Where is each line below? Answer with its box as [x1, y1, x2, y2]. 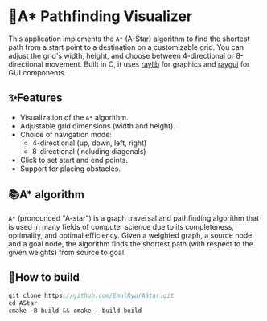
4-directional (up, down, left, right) [31, 138, 147, 148]
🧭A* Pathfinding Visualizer [8, 7, 193, 26]
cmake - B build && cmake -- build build [8, 307, 142, 315]
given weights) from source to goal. [8, 247, 126, 257]
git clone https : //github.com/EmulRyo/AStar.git [8, 292, 175, 300]
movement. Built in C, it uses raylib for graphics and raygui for [44, 59, 250, 69]
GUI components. [8, 67, 67, 77]
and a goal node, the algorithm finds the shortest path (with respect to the [8, 238, 253, 248]
